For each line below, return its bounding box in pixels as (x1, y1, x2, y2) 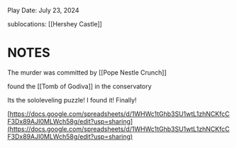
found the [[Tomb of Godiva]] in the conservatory (7, 82, 152, 90)
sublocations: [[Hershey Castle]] (7, 20, 103, 28)
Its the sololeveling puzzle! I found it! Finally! (7, 95, 137, 104)
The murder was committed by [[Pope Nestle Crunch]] (7, 68, 167, 77)
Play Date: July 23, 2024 (7, 6, 79, 14)
